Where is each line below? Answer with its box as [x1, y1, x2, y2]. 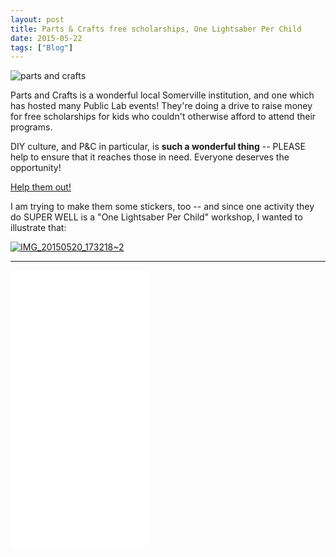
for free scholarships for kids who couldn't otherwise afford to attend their [10, 111, 317, 123]
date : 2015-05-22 [10, 33, 83, 43]
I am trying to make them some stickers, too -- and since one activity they [10, 201, 315, 213]
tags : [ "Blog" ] [10, 42, 74, 53]
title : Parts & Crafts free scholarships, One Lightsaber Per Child [10, 24, 302, 34]
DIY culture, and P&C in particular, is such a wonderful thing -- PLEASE [10, 141, 306, 153]
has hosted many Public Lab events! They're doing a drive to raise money [10, 100, 313, 112]
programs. [10, 121, 53, 133]
